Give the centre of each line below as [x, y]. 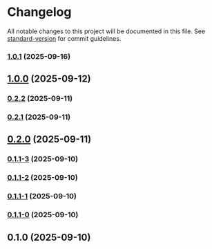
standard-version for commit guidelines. [64, 38]
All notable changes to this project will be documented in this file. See [106, 31]
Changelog [39, 12]
